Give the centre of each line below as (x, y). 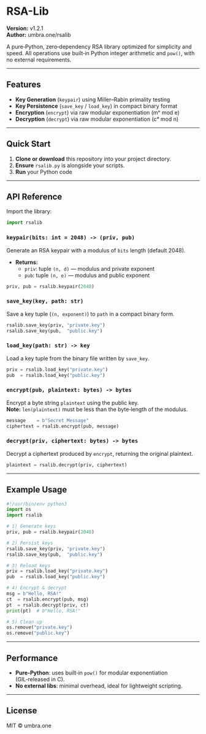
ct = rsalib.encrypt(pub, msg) (48, 599)
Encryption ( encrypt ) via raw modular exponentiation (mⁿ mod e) (97, 112)
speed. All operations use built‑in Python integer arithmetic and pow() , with (101, 53)
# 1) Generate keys (31, 526)
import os (19, 510)
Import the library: (29, 211)
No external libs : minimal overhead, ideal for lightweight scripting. (99, 686)
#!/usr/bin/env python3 (37, 504)
